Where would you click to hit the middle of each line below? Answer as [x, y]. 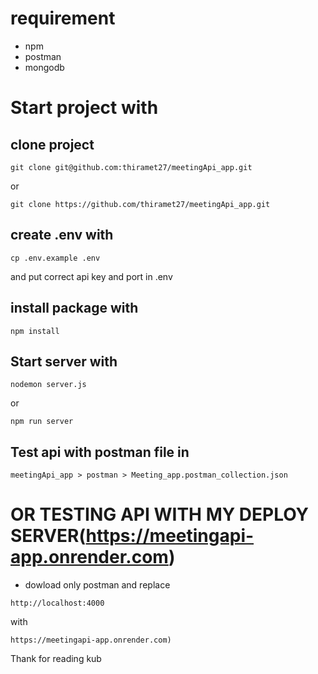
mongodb [44, 67]
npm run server [42, 422]
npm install [35, 331]
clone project [52, 144]
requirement [63, 18]
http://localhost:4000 [57, 603]
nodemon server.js [48, 385]
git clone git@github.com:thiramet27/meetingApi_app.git [131, 167]
